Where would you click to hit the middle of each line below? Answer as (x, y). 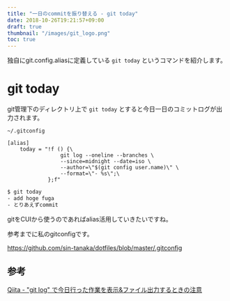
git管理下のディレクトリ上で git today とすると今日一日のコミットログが (112, 109)
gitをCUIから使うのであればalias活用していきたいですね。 (90, 219)
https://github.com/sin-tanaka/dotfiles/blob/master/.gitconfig (95, 247)
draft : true (24, 26)
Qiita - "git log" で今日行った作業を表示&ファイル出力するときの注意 (105, 289)
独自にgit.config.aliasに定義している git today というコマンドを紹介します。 (117, 61)
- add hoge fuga (31, 198)
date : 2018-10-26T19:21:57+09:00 (56, 20)
